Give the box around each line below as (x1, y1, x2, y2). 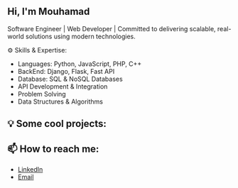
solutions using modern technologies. (25, 32, 136, 40)
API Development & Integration (17, 82, 108, 91)
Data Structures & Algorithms (17, 97, 103, 106)
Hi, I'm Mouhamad (7, 6, 90, 18)
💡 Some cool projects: (7, 118, 107, 130)
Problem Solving (17, 89, 66, 98)
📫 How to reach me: (7, 143, 99, 155)
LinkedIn (17, 165, 43, 174)
